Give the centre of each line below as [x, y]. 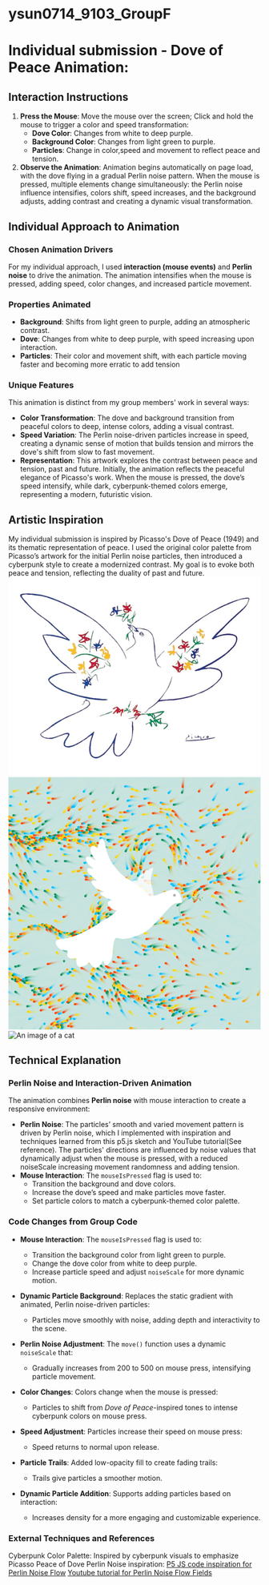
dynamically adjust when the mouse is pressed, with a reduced [124, 1158]
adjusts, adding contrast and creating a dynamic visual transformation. [137, 202]
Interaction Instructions [68, 97]
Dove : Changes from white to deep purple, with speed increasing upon [137, 339]
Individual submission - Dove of [116, 51]
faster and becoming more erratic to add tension [100, 364]
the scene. [49, 1328]
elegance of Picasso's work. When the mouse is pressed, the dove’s [132, 478]
